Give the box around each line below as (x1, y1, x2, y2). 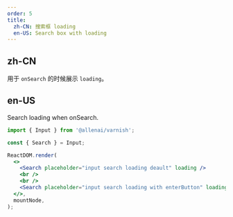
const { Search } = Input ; (7, 139, 85, 146)
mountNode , (13, 197, 45, 204)
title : (7, 17, 26, 24)
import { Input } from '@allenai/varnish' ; (7, 126, 135, 134)
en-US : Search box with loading (13, 29, 107, 37)
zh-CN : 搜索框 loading (13, 23, 76, 30)
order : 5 (7, 10, 33, 17)
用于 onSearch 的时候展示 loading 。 (7, 74, 108, 83)
